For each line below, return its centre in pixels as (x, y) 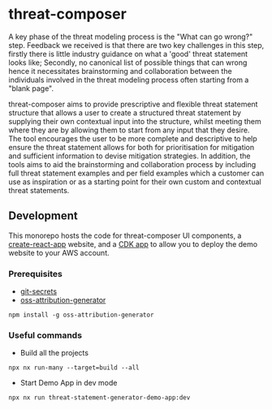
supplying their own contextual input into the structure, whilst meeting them (135, 121)
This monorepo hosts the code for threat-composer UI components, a (125, 235)
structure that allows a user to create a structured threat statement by (125, 112)
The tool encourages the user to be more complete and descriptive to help (133, 138)
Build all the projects (54, 353)
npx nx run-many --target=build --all (74, 368)
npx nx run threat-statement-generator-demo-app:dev (99, 398)
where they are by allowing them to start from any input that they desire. (129, 130)
